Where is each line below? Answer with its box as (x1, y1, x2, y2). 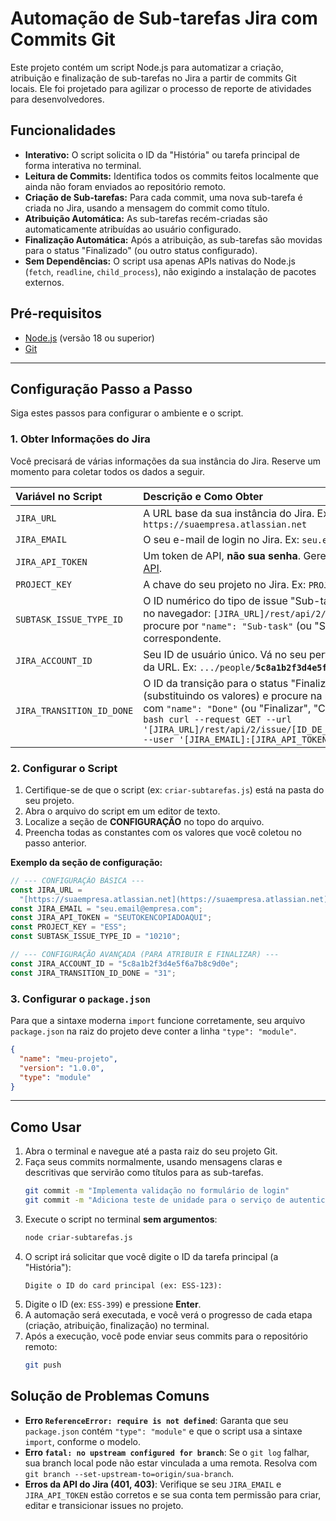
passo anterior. (24, 837, 87, 849)
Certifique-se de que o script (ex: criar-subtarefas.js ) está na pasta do (24, 783, 325, 796)
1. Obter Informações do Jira (10, 432, 151, 446)
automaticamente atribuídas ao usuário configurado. (24, 223, 242, 235)
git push (24, 1360, 62, 1370)
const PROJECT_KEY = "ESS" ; (10, 922, 128, 932)
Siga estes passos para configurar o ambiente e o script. (10, 407, 244, 419)
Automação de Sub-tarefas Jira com (10, 7, 318, 30)
